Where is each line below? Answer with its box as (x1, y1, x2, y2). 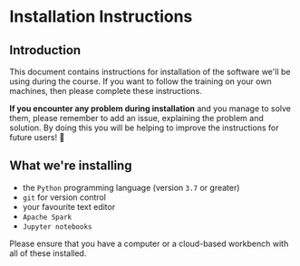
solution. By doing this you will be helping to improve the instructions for (9, 122, 279, 133)
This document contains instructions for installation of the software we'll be (9, 66, 291, 77)
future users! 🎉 (9, 132, 65, 142)
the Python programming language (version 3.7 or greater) (22, 182, 240, 193)
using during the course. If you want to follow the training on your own (9, 76, 272, 87)
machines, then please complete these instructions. (9, 86, 202, 96)
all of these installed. (9, 247, 87, 259)
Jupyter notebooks (22, 222, 92, 232)
